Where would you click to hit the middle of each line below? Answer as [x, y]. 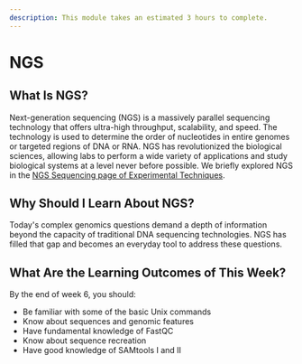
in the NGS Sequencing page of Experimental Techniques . [117, 175]
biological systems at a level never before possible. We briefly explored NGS [151, 165]
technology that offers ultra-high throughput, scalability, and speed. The [143, 126]
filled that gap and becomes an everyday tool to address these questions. [146, 244]
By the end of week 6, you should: [73, 294]
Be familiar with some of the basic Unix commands [117, 312]
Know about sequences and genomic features [108, 322]
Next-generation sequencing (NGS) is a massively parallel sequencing [140, 117]
